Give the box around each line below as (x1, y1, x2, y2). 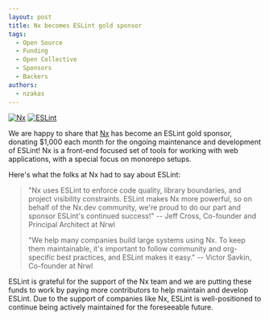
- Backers (15, 73, 48, 81)
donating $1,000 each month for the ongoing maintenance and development (8, 137, 262, 147)
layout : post (8, 13, 52, 21)
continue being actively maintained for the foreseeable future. (8, 302, 213, 312)
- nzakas (15, 89, 45, 98)
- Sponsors (15, 64, 52, 73)
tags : (8, 30, 27, 38)
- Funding (15, 47, 48, 56)
